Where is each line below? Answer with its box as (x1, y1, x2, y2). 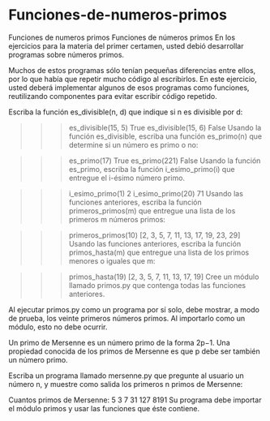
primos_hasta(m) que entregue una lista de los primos (68, 247, 250, 257)
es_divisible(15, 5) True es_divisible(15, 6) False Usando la (68, 122, 262, 132)
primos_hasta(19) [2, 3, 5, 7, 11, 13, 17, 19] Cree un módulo (68, 272, 259, 281)
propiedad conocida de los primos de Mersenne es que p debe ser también (8, 346, 261, 356)
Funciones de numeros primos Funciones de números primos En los (8, 32, 236, 42)
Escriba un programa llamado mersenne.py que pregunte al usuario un (8, 371, 245, 380)
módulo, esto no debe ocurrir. (8, 322, 108, 332)
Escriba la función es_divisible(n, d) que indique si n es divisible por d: (8, 107, 243, 117)
